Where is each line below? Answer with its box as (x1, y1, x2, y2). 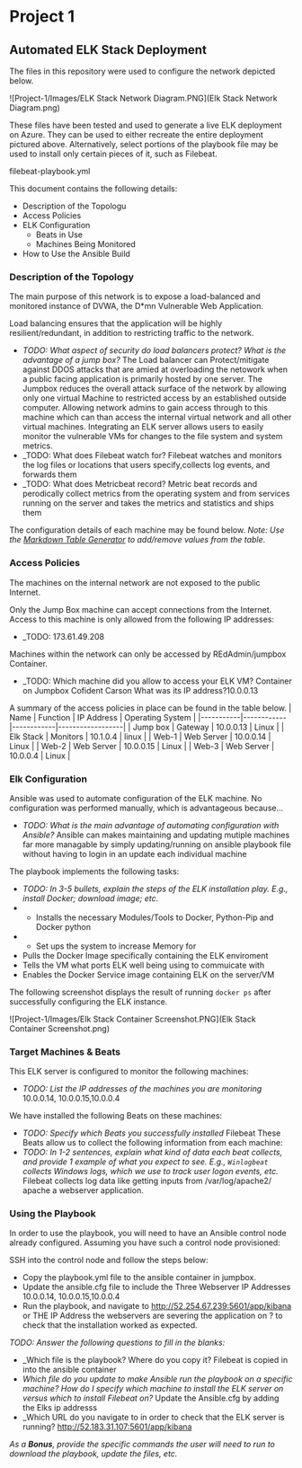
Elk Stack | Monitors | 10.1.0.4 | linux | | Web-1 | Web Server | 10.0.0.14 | (9, 730, 271, 742)
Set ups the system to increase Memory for (35, 941, 197, 951)
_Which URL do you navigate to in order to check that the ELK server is (22, 1412, 285, 1423)
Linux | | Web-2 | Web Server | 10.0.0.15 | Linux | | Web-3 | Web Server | (9, 740, 275, 751)
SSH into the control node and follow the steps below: (9, 1255, 209, 1266)
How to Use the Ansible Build (22, 249, 130, 259)
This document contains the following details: (9, 183, 178, 194)
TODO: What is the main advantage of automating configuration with (22, 819, 280, 830)
